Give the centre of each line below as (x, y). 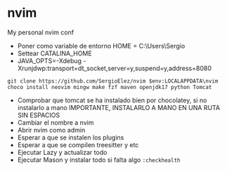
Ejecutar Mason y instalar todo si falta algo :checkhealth (99, 160)
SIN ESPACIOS (39, 115)
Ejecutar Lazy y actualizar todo (62, 152)
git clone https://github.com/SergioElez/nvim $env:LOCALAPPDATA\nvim (113, 81)
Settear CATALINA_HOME (55, 53)
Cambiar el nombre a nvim (56, 122)
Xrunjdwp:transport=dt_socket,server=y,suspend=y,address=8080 (115, 68)
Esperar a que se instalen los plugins (71, 137)
